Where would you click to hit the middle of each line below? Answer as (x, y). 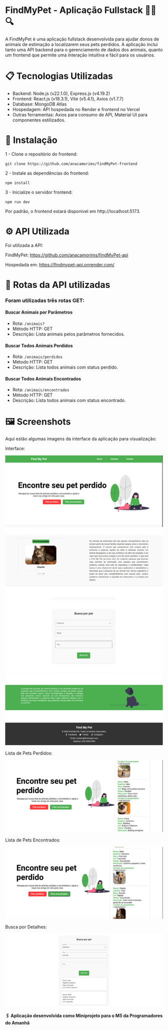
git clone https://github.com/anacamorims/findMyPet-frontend (71, 164)
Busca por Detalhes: (26, 927)
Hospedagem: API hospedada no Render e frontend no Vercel (76, 109)
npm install (17, 183)
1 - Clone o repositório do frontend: (41, 154)
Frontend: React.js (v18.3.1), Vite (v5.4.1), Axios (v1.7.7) (68, 98)
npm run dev (17, 202)
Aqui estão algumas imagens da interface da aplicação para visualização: (81, 439)
